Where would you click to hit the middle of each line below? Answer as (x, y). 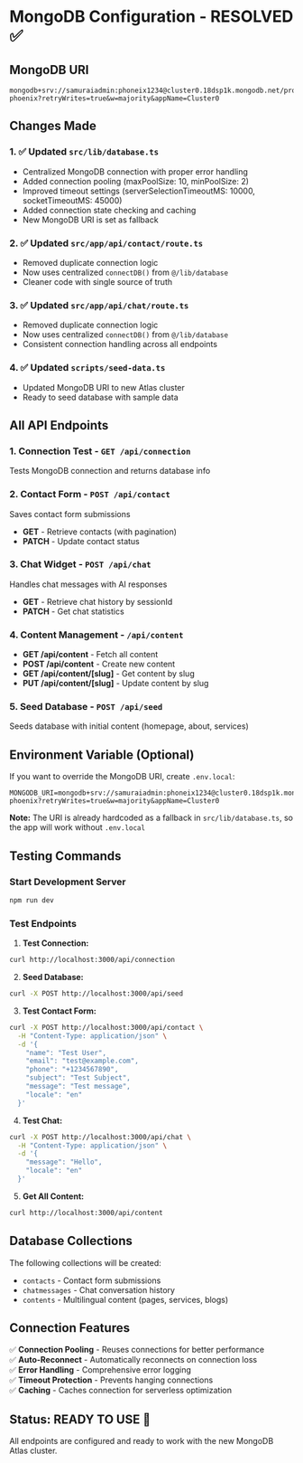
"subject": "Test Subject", (78, 1078)
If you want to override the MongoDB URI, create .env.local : (122, 777)
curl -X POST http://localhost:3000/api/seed (96, 994)
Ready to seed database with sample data (100, 397)
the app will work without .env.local (78, 827)
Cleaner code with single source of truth (97, 281)
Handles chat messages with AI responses (88, 584)
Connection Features (70, 1328)
